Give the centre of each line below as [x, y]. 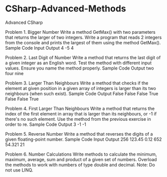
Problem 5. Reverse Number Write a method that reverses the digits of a [79, 134]
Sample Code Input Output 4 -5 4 [39, 48]
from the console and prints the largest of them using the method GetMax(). [83, 42]
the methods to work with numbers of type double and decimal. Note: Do [80, 165]
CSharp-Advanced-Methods [66, 9]
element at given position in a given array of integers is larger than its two [81, 88]
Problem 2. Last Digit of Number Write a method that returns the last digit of [83, 57]
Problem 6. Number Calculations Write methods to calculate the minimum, [81, 154]
